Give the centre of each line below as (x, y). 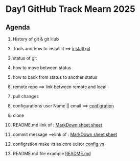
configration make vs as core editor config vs (58, 144)
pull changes (25, 96)
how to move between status (42, 68)
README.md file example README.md (52, 153)
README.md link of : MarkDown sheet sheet (57, 125)
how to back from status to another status (55, 77)
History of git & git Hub (36, 39)
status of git (25, 58)
